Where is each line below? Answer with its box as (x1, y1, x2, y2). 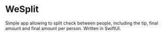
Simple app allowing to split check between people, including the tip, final (5, 20, 158, 26)
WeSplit (5, 3, 39, 15)
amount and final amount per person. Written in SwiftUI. (5, 25, 121, 31)
